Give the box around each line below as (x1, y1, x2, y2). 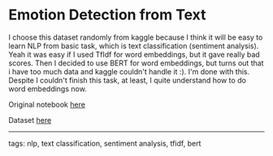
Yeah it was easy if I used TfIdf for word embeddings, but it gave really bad (8, 49, 260, 59)
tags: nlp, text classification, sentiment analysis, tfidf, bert (8, 138, 201, 148)
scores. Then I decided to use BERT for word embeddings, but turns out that (8, 58, 264, 68)
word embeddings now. (8, 83, 87, 94)
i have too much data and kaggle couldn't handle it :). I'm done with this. (8, 66, 250, 76)
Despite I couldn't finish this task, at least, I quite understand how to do (8, 75, 246, 85)
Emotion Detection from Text (8, 6, 206, 24)
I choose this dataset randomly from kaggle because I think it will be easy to (8, 32, 263, 42)
